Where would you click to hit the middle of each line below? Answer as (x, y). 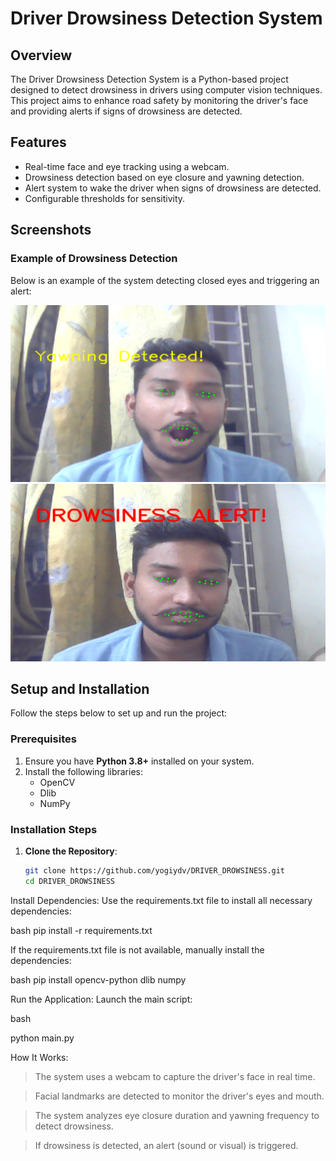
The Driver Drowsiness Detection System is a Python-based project (149, 79)
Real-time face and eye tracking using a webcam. (127, 166)
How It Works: (39, 1057)
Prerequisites (43, 739)
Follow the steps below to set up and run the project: (119, 713)
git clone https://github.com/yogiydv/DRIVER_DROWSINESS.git (155, 870)
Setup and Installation (80, 688)
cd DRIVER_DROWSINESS (69, 881)
